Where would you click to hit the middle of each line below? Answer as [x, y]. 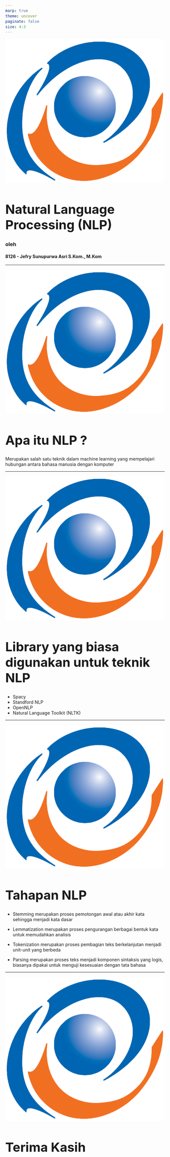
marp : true [17, 11]
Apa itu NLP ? [46, 440]
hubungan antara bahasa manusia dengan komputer [60, 464]
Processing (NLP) [59, 225]
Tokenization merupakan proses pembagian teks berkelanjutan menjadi [87, 944]
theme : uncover [21, 16]
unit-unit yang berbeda [36, 949]
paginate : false [22, 21]
